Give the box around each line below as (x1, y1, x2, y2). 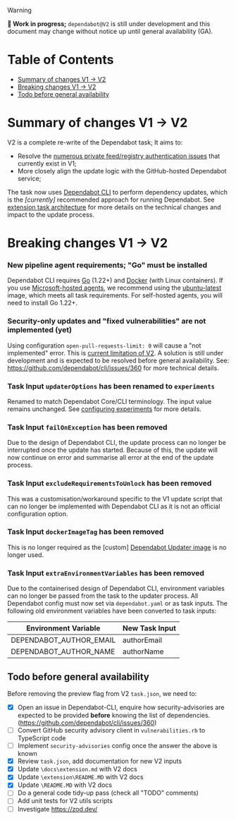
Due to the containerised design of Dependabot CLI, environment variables (7, 585, 225, 593)
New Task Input (122, 623, 176, 633)
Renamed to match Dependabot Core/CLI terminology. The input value (7, 397, 212, 405)
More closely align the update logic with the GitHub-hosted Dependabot (17, 166, 227, 175)
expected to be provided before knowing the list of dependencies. (17, 711, 211, 720)
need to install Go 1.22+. (7, 299, 78, 307)
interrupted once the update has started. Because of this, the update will (7, 446, 218, 454)
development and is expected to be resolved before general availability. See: (7, 356, 230, 365)
